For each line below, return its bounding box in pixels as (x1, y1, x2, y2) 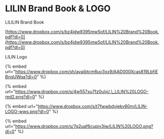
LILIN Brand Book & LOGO (5, 3, 111, 14)
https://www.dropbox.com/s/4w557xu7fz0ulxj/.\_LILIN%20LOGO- (15, 88, 149, 94)
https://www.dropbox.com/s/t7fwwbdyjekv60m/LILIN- (37, 103, 148, 109)
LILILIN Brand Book (5, 19, 44, 25)
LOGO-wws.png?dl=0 (5, 109, 49, 114)
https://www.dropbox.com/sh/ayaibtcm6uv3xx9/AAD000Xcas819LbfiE (15, 68, 158, 74)
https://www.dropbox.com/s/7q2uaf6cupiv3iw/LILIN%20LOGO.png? (15, 123, 154, 129)
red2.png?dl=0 (5, 94, 35, 100)
